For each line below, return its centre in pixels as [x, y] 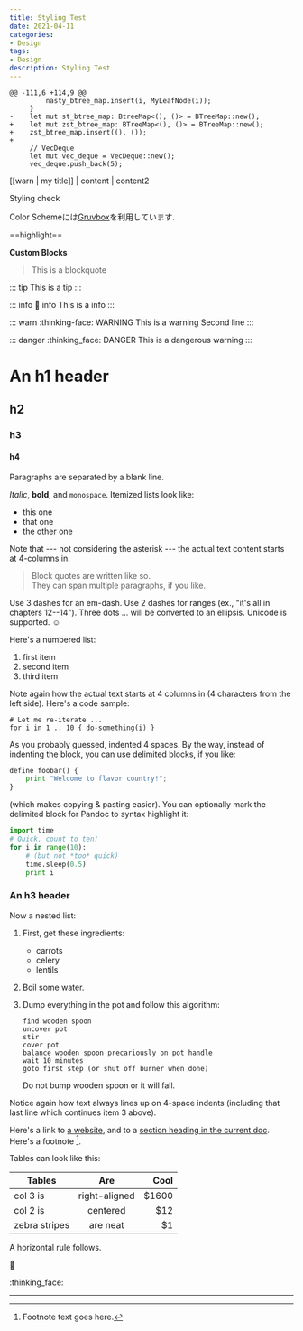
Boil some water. [53, 987]
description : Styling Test [60, 69]
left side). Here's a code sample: [69, 703]
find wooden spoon [57, 1021]
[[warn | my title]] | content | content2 [79, 181]
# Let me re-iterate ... [56, 720]
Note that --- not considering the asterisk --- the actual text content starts [147, 548]
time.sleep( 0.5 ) [56, 864]
